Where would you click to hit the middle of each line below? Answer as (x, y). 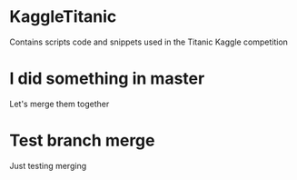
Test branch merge (82, 140)
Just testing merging (48, 165)
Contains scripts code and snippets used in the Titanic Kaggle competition (149, 42)
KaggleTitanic (63, 17)
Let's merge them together (59, 104)
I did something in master (107, 79)
